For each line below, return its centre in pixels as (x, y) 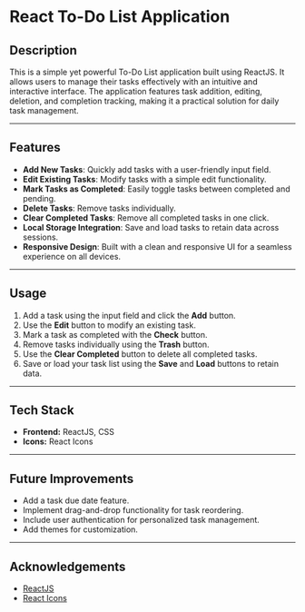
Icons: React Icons (58, 441)
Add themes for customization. (80, 529)
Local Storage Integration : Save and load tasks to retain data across (151, 227)
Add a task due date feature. (76, 500)
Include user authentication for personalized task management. (141, 520)
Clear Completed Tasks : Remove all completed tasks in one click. (146, 217)
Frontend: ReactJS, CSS (69, 432)
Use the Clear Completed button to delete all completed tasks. (140, 354)
